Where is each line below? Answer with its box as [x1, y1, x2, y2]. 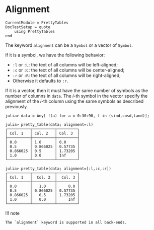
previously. [5, 103, 28, 109]
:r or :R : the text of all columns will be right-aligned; [12, 72, 121, 79]
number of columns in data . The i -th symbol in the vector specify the [5, 93, 148, 99]
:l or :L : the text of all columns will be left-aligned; [12, 61, 118, 67]
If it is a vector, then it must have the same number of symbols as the [5, 87, 148, 94]
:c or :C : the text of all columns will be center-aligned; [12, 67, 125, 73]
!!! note [5, 210, 20, 216]
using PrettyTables [14, 29, 55, 34]
